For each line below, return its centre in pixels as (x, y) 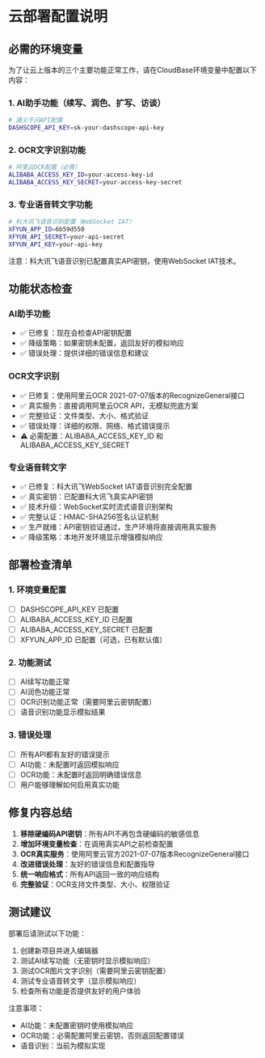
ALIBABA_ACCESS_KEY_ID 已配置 (76, 619)
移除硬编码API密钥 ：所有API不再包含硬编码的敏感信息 (109, 833)
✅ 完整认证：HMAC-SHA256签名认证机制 (89, 517)
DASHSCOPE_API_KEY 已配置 (69, 609)
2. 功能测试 (30, 662)
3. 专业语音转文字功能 (50, 205)
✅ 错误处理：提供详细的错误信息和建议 (84, 353)
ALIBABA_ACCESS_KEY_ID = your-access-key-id (81, 175)
